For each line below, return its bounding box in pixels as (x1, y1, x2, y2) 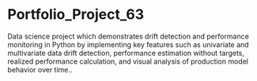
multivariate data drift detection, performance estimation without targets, (7, 48, 245, 57)
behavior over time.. (7, 64, 73, 74)
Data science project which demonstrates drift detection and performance (7, 31, 250, 41)
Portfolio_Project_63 (7, 6, 145, 24)
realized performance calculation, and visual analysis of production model (7, 57, 248, 66)
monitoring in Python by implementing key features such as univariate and (7, 39, 250, 49)
